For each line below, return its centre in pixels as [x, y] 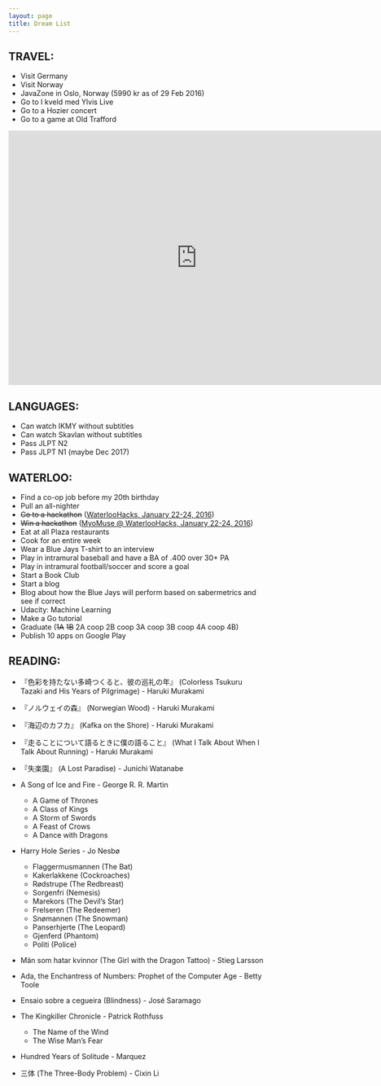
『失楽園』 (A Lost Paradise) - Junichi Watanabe [102, 768]
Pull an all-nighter [50, 506]
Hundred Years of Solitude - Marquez [83, 1056]
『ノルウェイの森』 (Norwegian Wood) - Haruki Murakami [117, 707]
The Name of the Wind [70, 1031]
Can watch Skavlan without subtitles [81, 435]
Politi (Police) [55, 944]
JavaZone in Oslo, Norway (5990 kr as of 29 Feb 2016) [112, 94]
